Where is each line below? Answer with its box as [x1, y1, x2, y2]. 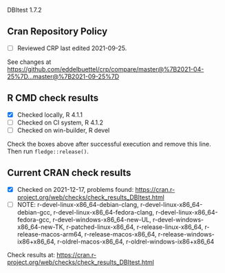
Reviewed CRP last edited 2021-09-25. [17, 44, 127, 52]
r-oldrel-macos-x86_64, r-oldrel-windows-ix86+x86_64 [57, 237, 215, 245]
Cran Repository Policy [7, 25, 108, 37]
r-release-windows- [158, 230, 215, 238]
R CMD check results [7, 92, 99, 104]
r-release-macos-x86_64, [84, 230, 157, 238]
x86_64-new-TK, [17, 223, 65, 231]
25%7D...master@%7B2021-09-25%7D [7, 72, 119, 80]
